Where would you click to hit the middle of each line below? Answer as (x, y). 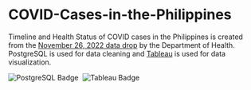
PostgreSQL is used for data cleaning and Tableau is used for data (117, 53)
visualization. (30, 62)
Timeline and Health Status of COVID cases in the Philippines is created (125, 37)
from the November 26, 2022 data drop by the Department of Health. (122, 45)
